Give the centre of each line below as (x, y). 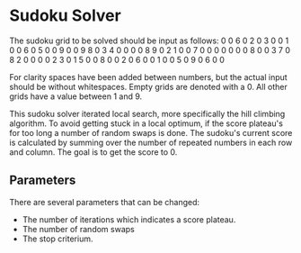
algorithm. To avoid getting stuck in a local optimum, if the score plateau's (146, 123)
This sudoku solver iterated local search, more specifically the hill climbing (147, 113)
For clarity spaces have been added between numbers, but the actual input (148, 77)
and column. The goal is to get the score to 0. (93, 152)
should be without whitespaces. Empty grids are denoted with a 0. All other (148, 86)
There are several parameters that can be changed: (105, 202)
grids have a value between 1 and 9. (76, 96)
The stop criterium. (58, 239)
